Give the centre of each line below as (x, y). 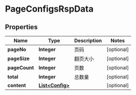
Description (88, 41)
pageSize (19, 58)
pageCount (21, 68)
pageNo (17, 49)
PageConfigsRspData (49, 9)
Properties (21, 27)
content (17, 85)
